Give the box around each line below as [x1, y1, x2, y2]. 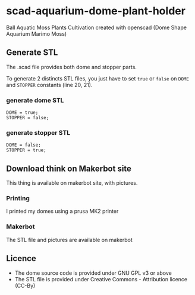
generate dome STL [6, 96, 64, 104]
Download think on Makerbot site [6, 163, 132, 173]
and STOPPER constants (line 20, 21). [6, 81, 93, 88]
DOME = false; [6, 142, 42, 148]
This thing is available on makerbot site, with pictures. [6, 179, 138, 187]
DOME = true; [6, 110, 39, 116]
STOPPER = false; [6, 115, 49, 121]
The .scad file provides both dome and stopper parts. [6, 63, 137, 70]
